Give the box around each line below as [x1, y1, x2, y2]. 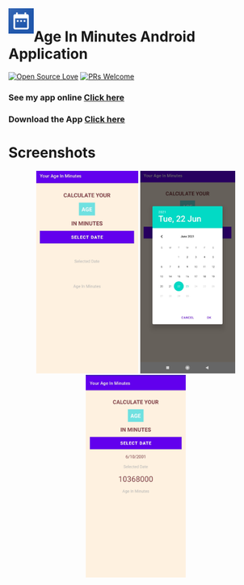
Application [8, 45, 88, 63]
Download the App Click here [8, 113, 125, 125]
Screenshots [8, 143, 96, 161]
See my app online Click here [8, 92, 125, 103]
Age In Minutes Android [33, 28, 196, 46]
